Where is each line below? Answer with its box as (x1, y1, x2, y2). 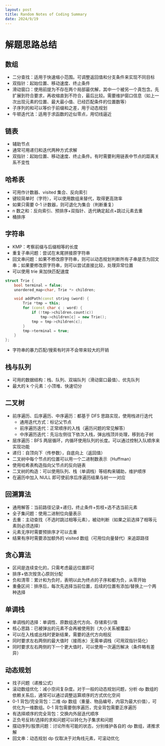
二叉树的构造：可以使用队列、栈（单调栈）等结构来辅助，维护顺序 (12, 468, 146, 474)
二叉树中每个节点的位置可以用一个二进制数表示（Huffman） (12, 456, 134, 462)
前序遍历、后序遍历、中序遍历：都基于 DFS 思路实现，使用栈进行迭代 (12, 412, 153, 419)
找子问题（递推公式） (12, 680, 56, 686)
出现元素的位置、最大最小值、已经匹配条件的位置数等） (16, 99, 129, 105)
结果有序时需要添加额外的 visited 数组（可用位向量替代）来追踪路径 (12, 535, 149, 541)
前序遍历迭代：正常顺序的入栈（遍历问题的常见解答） (19, 425, 128, 431)
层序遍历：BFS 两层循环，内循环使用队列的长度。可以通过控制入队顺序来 (12, 437, 160, 443)
